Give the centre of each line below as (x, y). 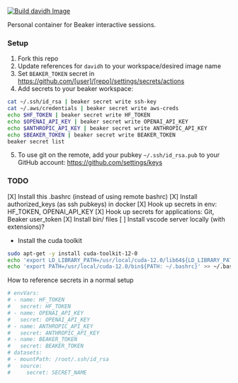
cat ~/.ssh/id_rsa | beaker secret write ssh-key (82, 102)
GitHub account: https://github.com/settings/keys (90, 163)
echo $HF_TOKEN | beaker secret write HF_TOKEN (79, 115)
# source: (25, 366)
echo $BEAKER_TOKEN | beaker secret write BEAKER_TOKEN (91, 135)
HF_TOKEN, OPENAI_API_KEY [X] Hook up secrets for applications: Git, (111, 211)
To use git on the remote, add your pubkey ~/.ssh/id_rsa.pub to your (119, 155)
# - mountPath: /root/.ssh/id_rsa (58, 360)
